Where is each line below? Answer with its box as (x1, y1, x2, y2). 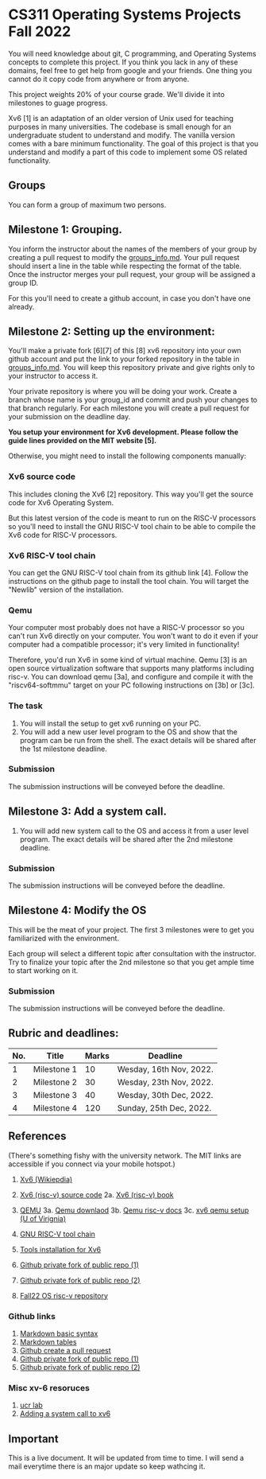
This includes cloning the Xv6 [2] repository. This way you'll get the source (8, 489, 254, 499)
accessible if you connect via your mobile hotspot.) (8, 1159, 176, 1169)
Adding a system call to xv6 (19, 1409, 111, 1419)
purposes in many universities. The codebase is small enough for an (8, 122, 232, 131)
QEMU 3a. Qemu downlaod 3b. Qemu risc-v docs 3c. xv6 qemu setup (19, 1205, 249, 1215)
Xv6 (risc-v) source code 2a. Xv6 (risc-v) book (19, 1189, 174, 1199)
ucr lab (19, 1400, 44, 1410)
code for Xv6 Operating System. (8, 497, 114, 507)
